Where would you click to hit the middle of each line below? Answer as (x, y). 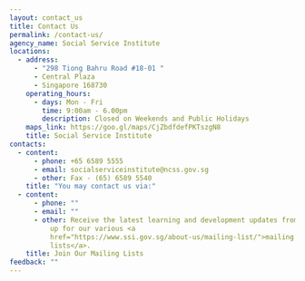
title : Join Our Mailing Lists (85, 254)
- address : (38, 60)
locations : (30, 52)
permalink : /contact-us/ (56, 34)
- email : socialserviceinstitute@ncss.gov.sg (121, 170)
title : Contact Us (44, 26)
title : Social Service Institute (89, 136)
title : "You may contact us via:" (91, 187)
